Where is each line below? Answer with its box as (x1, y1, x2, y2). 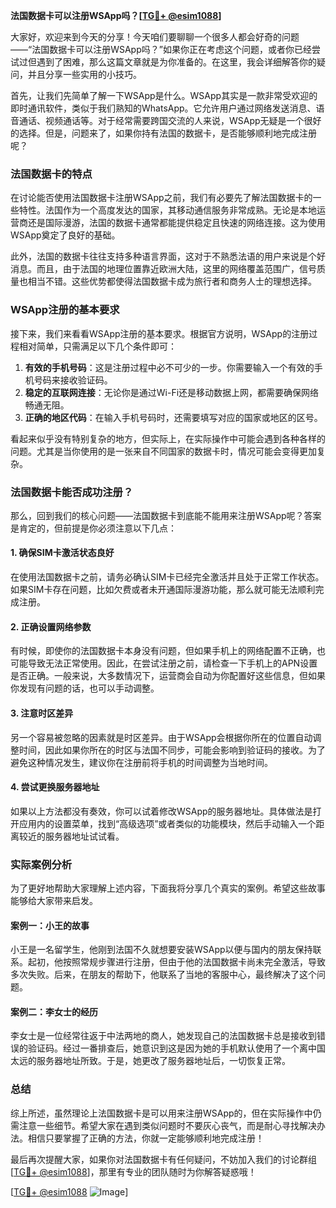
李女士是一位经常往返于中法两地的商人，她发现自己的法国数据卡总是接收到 (10, 1030, 317, 1042)
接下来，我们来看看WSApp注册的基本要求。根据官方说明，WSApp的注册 (10, 327, 310, 339)
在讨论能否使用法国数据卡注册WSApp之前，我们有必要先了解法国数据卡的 (10, 192, 313, 204)
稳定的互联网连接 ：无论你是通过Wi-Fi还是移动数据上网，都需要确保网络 (24, 386, 320, 398)
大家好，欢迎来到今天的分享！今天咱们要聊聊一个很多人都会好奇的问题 (10, 31, 300, 43)
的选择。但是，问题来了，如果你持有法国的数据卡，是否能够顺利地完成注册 (10, 127, 317, 139)
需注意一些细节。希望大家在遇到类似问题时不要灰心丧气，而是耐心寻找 (10, 1119, 300, 1131)
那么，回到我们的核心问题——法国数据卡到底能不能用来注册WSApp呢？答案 (10, 509, 322, 521)
